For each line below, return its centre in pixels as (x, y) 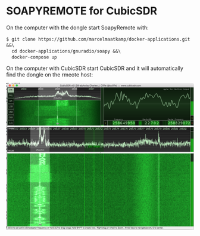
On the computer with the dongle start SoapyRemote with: (77, 27)
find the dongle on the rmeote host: (50, 74)
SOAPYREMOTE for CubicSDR (82, 11)
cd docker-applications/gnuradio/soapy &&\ (66, 51)
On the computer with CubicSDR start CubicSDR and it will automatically (95, 68)
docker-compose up (35, 57)
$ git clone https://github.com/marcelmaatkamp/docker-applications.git (98, 39)
